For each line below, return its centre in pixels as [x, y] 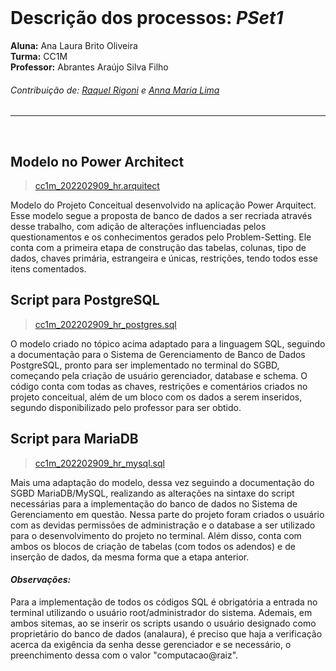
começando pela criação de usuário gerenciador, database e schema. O [159, 375]
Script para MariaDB [74, 439]
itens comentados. [48, 268]
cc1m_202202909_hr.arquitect [97, 185]
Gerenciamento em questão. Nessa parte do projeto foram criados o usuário [167, 514]
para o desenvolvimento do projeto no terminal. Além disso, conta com [156, 535]
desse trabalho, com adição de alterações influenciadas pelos [138, 226]
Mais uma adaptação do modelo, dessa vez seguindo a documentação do [162, 482]
